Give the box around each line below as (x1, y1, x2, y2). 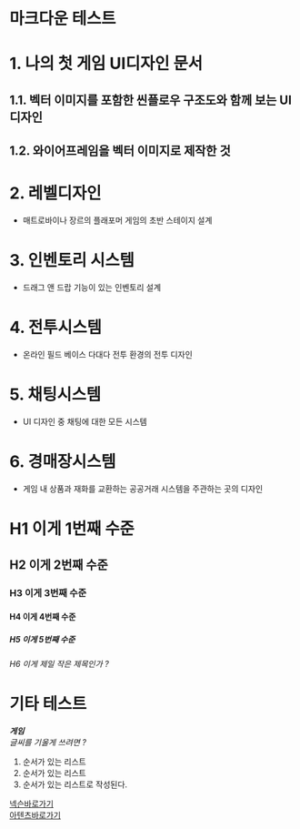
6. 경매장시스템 (9, 451, 116, 472)
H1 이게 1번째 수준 (9, 519, 135, 540)
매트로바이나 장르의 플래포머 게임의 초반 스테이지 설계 (22, 215, 213, 226)
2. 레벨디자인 (9, 183, 102, 204)
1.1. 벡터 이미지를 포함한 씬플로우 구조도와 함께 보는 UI (9, 92, 293, 107)
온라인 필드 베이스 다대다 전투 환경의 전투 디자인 (22, 349, 193, 359)
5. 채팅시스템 (9, 384, 102, 405)
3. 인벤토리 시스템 (9, 250, 135, 271)
